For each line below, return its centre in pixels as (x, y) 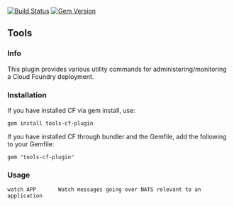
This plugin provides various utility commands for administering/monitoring (117, 69)
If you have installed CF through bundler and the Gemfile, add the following (117, 136)
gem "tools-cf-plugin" (41, 157)
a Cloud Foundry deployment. (51, 76)
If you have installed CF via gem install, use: (72, 110)
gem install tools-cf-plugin (50, 123)
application (25, 196)
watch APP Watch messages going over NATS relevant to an (104, 190)
